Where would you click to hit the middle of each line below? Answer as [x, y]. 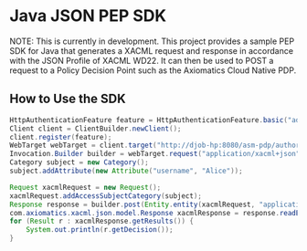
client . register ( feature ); [61, 137]
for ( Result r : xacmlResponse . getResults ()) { [102, 221]
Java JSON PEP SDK [88, 16]
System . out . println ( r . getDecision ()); [100, 230]
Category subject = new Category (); [79, 162]
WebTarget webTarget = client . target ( [83, 146]
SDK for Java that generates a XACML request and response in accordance [152, 50]
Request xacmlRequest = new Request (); [85, 187]
